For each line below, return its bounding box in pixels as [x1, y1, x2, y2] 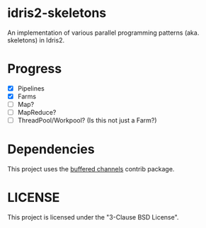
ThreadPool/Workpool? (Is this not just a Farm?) [17, 116, 157, 125]
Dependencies [7, 142, 95, 157]
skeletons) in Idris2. [7, 35, 65, 44]
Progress [7, 61, 62, 77]
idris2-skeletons [7, 5, 107, 21]
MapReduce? [17, 108, 57, 117]
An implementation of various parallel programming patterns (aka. [7, 28, 200, 37]
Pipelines [17, 84, 45, 93]
